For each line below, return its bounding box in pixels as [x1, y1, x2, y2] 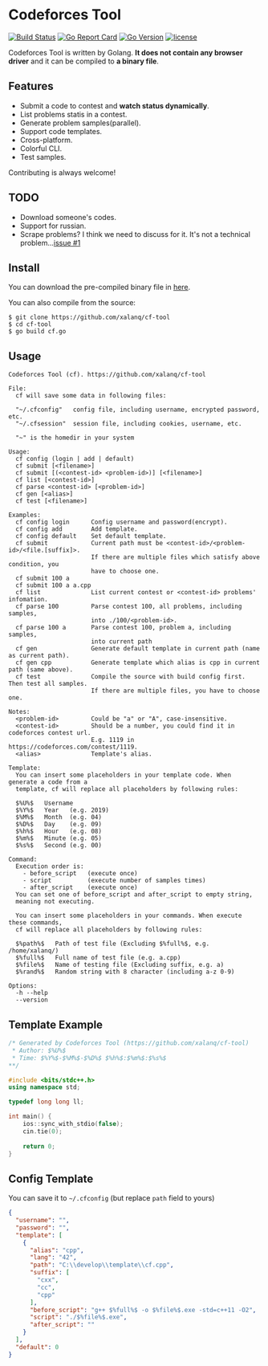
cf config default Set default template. [15, 532, 167, 540]
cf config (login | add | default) [15, 455, 135, 463]
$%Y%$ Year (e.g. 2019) [15, 806, 110, 814]
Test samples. [19, 152, 67, 161]
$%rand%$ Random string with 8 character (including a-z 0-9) [15, 968, 235, 977]
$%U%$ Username [15, 799, 74, 808]
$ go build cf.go [8, 328, 67, 336]
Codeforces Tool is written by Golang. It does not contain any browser [8, 47, 243, 57]
